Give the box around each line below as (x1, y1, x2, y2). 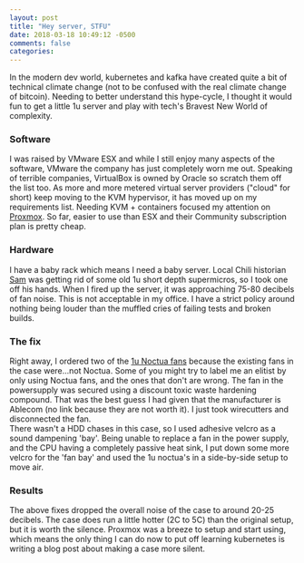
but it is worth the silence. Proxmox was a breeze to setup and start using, (9, 524, 287, 535)
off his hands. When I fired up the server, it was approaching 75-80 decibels (9, 283, 295, 295)
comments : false (9, 38, 71, 48)
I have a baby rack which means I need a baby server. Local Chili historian (9, 264, 287, 275)
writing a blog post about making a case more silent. (9, 543, 206, 554)
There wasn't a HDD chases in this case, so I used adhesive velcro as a (9, 423, 277, 434)
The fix (9, 335, 42, 347)
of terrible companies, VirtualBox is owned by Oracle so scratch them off (9, 173, 282, 184)
